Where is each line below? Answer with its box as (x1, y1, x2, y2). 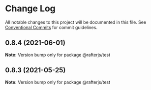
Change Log (5, 3, 56, 14)
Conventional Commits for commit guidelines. (5, 24, 97, 30)
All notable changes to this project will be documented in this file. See (5, 19, 147, 25)
